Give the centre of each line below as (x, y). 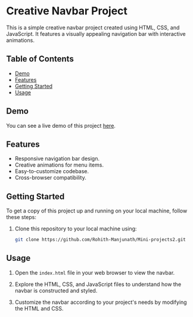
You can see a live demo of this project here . (61, 125)
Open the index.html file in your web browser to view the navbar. (95, 272)
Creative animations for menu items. (59, 165)
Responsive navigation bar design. (57, 159)
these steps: (21, 217)
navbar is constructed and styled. (56, 290)
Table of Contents (40, 59)
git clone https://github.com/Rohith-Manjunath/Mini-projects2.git (100, 240)
